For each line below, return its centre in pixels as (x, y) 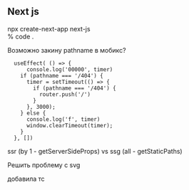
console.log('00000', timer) (70, 69)
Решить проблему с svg (44, 165)
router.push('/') (65, 94)
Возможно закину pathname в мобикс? (67, 50)
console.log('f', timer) (63, 119)
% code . (21, 36)
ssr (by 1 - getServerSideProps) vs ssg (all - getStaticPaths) (95, 151)
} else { (33, 113)
